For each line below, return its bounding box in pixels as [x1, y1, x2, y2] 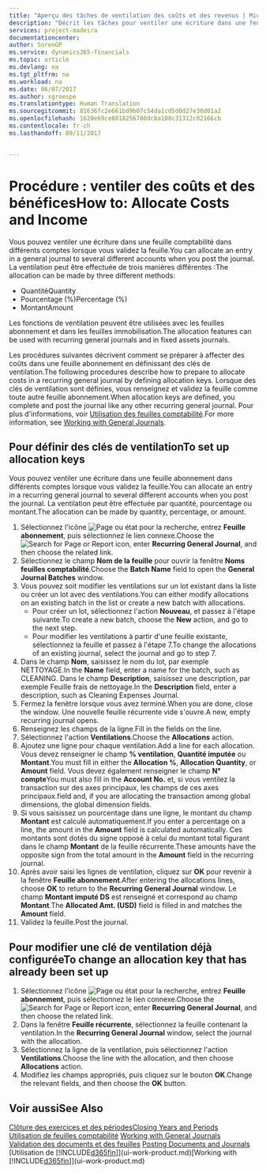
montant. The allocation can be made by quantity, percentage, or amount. [9, 507, 247, 516]
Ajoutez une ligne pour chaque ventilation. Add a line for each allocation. [20, 741, 255, 751]
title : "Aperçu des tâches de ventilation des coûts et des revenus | [9, 11, 246, 20]
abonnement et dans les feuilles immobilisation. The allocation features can [9, 326, 252, 336]
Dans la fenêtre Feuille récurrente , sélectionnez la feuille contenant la [20, 1020, 248, 1029]
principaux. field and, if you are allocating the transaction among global [20, 792, 251, 801]
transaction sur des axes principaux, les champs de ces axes [20, 783, 219, 793]
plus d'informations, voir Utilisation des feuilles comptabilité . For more [9, 409, 234, 418]
